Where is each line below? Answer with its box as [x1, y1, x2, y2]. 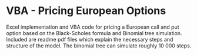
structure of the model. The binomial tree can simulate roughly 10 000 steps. [6, 42, 192, 49]
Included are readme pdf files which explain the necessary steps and [6, 36, 173, 43]
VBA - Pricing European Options [6, 4, 166, 18]
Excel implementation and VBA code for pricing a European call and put [6, 23, 179, 30]
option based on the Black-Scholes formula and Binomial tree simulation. [6, 29, 182, 36]
